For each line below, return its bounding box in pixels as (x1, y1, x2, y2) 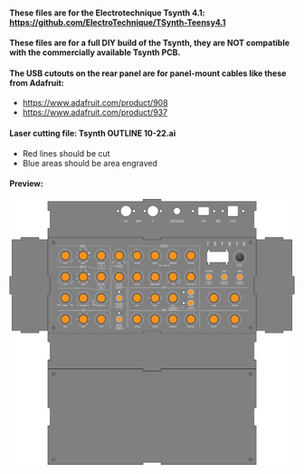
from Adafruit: (9, 77, 65, 88)
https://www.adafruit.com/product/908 (22, 98, 169, 109)
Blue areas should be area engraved (22, 157, 158, 168)
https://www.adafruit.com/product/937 (22, 107, 168, 118)
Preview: (9, 178, 43, 189)
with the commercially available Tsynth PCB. (9, 47, 181, 58)
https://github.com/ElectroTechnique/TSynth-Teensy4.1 (9, 16, 226, 27)
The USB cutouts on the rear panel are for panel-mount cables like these (9, 68, 287, 79)
